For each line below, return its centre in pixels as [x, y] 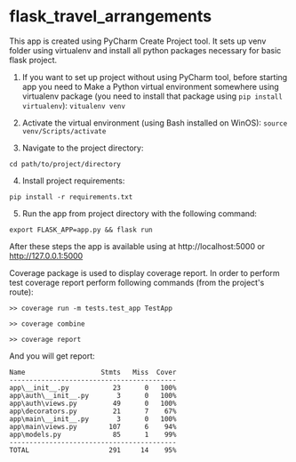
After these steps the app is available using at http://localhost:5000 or [137, 246]
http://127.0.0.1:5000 [46, 255]
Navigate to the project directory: [83, 148]
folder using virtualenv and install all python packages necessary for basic [145, 50]
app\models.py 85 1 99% [93, 434]
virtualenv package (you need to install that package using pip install [152, 96]
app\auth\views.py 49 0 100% [93, 403]
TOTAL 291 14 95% [93, 450]
